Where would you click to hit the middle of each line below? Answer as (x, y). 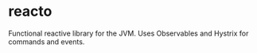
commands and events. (47, 41)
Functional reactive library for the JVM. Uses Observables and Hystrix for (128, 33)
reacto (30, 11)
